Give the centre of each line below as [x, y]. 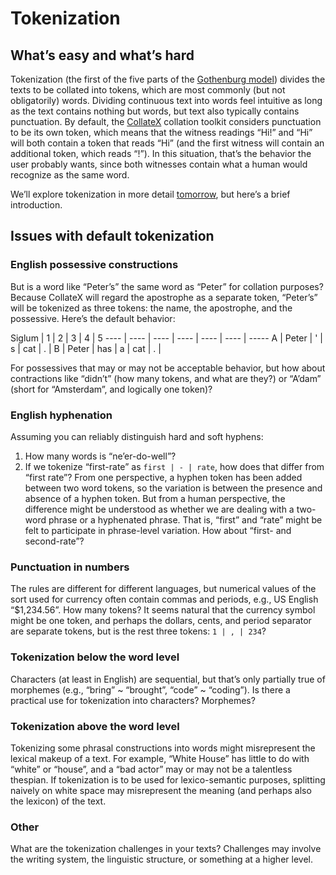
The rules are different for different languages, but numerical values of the [163, 589]
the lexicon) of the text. [58, 801]
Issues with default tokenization [112, 236]
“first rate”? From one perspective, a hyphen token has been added [163, 477]
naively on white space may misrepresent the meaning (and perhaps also [161, 790]
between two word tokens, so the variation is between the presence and [173, 488]
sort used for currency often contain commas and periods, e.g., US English [164, 599]
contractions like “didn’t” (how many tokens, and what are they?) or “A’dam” [166, 378]
